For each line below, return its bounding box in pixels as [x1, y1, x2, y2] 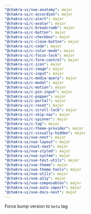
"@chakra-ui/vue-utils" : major [4, 171, 68, 177]
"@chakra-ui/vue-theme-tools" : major [4, 167, 82, 172]
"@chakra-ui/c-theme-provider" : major [4, 126, 84, 131]
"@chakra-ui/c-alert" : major [4, 16, 64, 21]
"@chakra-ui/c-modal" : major [4, 80, 64, 85]
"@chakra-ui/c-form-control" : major [4, 57, 79, 62]
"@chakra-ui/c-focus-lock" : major [4, 53, 75, 58]
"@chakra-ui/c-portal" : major [4, 99, 67, 104]
